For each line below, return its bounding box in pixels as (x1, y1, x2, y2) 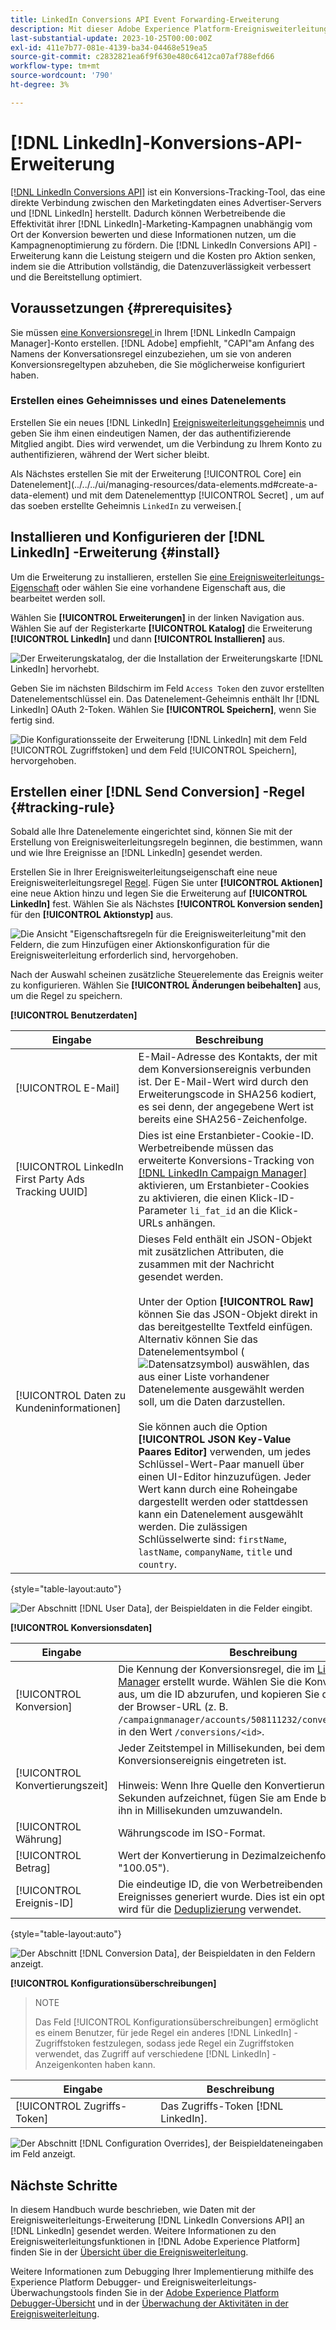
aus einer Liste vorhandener (138, 1370, 270, 1384)
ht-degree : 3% (10, 80, 70, 90)
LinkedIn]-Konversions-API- (63, 131, 303, 154)
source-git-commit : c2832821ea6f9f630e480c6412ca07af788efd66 (10, 52, 275, 62)
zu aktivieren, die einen (138, 1191, 247, 1205)
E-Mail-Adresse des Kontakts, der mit (138, 1050, 318, 1064)
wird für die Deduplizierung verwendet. (118, 1902, 302, 1916)
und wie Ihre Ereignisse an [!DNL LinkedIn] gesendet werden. (10, 847, 263, 859)
